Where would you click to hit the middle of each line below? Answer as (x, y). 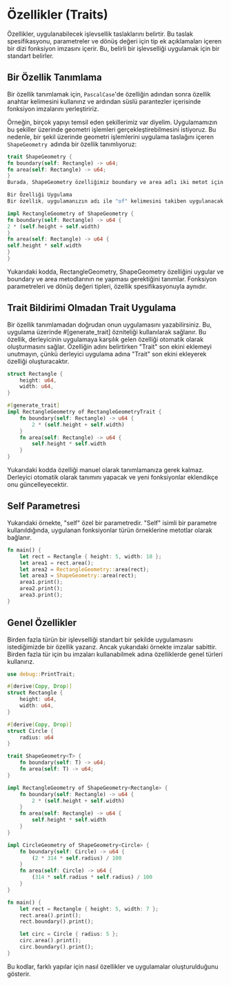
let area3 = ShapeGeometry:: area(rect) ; (78, 576)
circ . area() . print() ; (50, 941)
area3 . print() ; (41, 595)
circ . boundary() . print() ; (57, 947)
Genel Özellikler (42, 623)
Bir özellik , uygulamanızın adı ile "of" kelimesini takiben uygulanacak (115, 201)
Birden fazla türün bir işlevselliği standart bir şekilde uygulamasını (100, 639)
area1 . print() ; (41, 582)
